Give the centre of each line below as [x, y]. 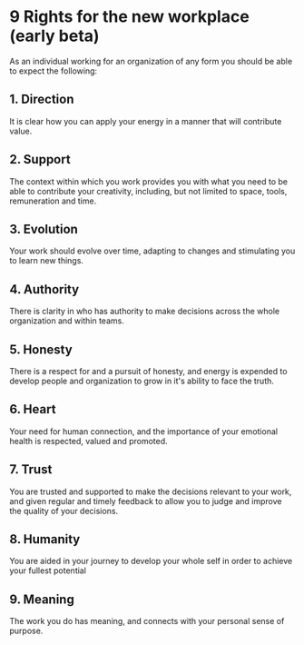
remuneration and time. [53, 201]
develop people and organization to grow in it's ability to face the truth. [142, 381]
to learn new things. [47, 261]
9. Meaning [42, 599]
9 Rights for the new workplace [129, 17]
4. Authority [44, 289]
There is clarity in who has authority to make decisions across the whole [144, 312]
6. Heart [33, 409]
